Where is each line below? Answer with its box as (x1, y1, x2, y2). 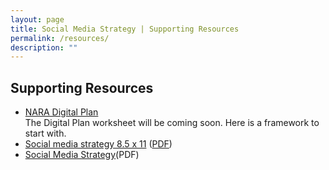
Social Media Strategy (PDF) (24, 149, 140, 161)
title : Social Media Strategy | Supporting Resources (10, 24, 240, 34)
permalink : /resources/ (10, 33, 110, 43)
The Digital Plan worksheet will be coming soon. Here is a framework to (24, 117, 320, 129)
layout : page (10, 14, 65, 25)
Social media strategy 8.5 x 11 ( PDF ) (24, 138, 173, 150)
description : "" (10, 42, 78, 53)
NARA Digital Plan (24, 106, 99, 118)
